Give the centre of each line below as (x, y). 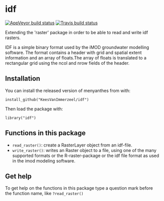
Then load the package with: (34, 109)
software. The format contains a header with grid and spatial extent (73, 52)
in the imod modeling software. (44, 161)
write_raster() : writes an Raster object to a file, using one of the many (84, 150)
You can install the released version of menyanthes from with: (68, 91)
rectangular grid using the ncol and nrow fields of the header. (67, 63)
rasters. (13, 38)
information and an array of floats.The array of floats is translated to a (76, 57)
